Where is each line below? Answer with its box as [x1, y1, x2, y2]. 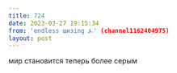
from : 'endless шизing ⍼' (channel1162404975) [8, 26, 170, 34]
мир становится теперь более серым [8, 56, 137, 66]
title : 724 [8, 11, 45, 20]
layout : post [8, 34, 53, 43]
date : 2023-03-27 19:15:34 [8, 19, 99, 27]
